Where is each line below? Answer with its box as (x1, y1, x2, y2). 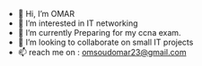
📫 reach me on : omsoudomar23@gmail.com (17, 47, 187, 57)
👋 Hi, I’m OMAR (17, 9, 75, 19)
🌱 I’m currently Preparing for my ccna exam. (17, 28, 181, 37)
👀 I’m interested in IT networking (17, 18, 138, 29)
